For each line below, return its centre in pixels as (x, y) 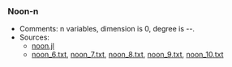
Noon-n (23, 11)
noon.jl (43, 46)
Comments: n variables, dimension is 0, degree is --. (107, 29)
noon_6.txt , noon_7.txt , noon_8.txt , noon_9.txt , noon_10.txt (127, 55)
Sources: (34, 37)
